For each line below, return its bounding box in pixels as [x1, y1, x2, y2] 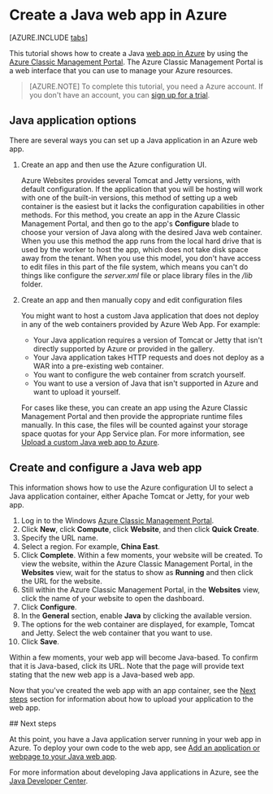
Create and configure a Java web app [9, 461, 202, 475]
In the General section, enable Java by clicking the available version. [20, 610, 253, 620]
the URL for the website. [20, 576, 102, 586]
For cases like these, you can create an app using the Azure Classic [20, 403, 249, 412]
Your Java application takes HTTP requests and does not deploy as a [32, 352, 265, 362]
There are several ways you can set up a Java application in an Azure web [9, 135, 258, 145]
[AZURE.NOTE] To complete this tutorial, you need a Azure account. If [28, 81, 263, 91]
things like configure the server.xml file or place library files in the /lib [20, 270, 253, 280]
